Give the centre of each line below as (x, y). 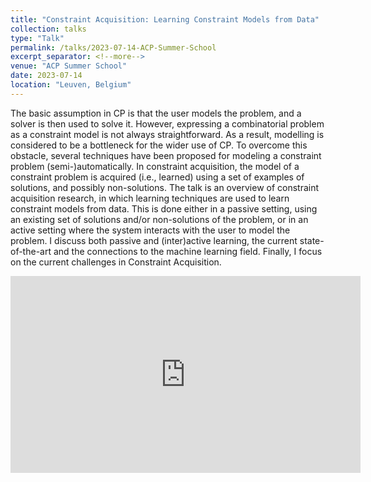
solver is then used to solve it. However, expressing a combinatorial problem (167, 123)
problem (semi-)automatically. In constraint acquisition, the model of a (155, 166)
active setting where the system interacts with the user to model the (150, 230)
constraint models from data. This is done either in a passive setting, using (164, 208)
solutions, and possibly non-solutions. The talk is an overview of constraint (165, 187)
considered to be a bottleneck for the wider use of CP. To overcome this (159, 145)
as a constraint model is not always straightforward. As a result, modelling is (167, 134)
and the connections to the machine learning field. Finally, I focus (188, 251)
